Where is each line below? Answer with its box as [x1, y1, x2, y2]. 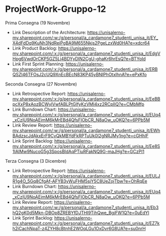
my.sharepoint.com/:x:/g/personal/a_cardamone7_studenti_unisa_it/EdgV [12, 50, 161, 56]
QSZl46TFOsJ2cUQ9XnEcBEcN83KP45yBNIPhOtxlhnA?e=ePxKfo [12, 71, 147, 77]
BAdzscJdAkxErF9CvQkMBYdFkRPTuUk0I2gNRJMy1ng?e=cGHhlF [12, 133, 149, 139]
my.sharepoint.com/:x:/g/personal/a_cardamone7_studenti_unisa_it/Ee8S [12, 143, 161, 149]
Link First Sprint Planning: [12, 61, 65, 67]
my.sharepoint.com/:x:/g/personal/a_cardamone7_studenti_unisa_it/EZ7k [12, 220, 160, 226]
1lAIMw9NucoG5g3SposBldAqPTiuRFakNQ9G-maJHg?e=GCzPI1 [12, 148, 145, 154]
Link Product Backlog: [12, 45, 57, 51]
